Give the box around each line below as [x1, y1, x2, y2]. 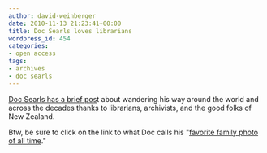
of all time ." [8, 135, 46, 146]
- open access [8, 49, 57, 57]
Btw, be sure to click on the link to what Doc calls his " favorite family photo [8, 127, 258, 137]
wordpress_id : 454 [8, 34, 71, 43]
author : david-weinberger [8, 11, 96, 20]
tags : [8, 57, 27, 66]
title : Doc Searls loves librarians [8, 27, 132, 35]
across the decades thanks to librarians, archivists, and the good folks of [8, 103, 252, 113]
